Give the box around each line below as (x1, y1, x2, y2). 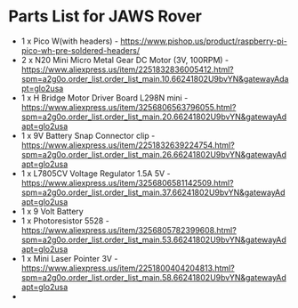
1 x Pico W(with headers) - (20, 36, 119, 46)
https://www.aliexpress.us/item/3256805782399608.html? (20, 224, 237, 235)
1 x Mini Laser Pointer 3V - (20, 253, 118, 263)
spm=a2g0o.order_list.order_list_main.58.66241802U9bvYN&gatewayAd (20, 272, 286, 282)
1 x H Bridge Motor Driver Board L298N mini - (20, 92, 189, 103)
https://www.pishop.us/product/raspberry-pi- (120, 36, 288, 46)
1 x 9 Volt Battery (20, 206, 84, 216)
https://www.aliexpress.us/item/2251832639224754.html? (20, 140, 235, 150)
